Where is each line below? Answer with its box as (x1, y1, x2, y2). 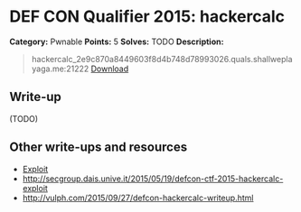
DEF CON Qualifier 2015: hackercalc (9, 6, 286, 27)
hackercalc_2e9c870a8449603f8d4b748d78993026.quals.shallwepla (31, 53, 293, 64)
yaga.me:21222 (31, 63, 89, 74)
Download (90, 63, 129, 74)
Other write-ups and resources (9, 140, 188, 155)
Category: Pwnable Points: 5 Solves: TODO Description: (9, 36, 224, 47)
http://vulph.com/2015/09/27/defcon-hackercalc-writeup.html (22, 192, 254, 203)
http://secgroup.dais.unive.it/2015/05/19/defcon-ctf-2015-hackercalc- (22, 173, 284, 184)
